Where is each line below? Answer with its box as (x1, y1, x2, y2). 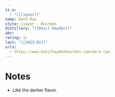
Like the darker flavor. (12, 87, 57, 93)
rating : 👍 (5, 35, 27, 40)
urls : (5, 44, 16, 49)
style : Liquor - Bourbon (5, 21, 57, 26)
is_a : (5, 7, 16, 12)
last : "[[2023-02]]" (5, 40, 48, 45)
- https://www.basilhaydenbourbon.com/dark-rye (9, 49, 111, 54)
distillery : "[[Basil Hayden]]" (5, 26, 72, 31)
